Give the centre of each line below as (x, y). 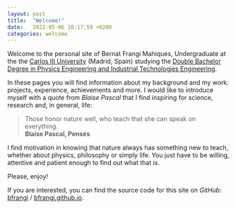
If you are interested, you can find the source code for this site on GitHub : (114, 190)
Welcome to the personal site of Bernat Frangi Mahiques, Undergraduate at (117, 54)
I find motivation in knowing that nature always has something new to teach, (118, 148)
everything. (41, 126)
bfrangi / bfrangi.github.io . (46, 198)
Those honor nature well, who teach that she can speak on (110, 119)
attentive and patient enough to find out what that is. (84, 163)
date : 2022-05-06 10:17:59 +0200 (60, 27)
